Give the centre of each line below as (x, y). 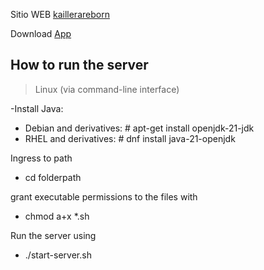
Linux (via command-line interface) (107, 89)
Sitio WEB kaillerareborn (60, 14)
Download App (41, 33)
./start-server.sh (58, 255)
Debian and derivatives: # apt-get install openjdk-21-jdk (139, 128)
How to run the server (79, 65)
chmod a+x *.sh (57, 216)
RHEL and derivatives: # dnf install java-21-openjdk (130, 138)
